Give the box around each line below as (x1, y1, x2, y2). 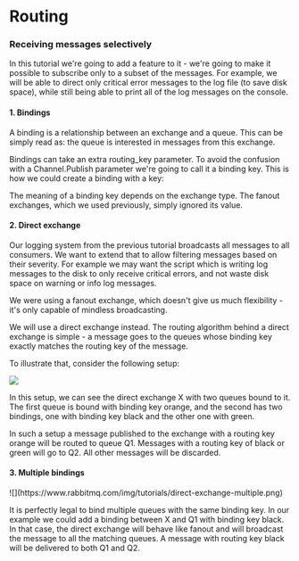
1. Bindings (9, 107, 51, 118)
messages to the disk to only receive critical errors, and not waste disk (9, 268, 270, 278)
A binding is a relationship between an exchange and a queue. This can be (9, 127, 284, 137)
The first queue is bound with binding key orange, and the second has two (9, 401, 283, 412)
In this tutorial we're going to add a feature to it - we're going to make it (9, 58, 271, 69)
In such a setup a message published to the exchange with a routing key (9, 428, 275, 439)
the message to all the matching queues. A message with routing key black (9, 533, 285, 544)
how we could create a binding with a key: (9, 172, 164, 184)
